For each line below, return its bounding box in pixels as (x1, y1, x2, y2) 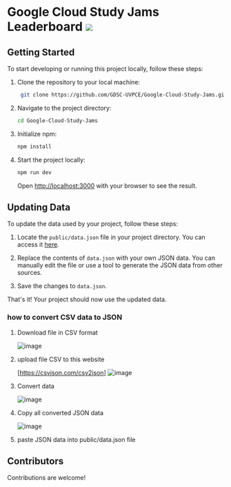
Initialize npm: (17, 129, 57, 138)
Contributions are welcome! (7, 474, 86, 482)
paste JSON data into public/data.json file (17, 435, 136, 443)
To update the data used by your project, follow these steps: (7, 220, 178, 228)
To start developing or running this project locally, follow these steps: (7, 65, 203, 73)
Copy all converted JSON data (17, 408, 104, 417)
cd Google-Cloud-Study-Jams (17, 117, 98, 124)
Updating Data (7, 201, 71, 213)
